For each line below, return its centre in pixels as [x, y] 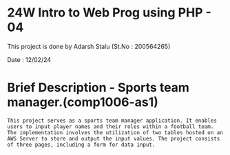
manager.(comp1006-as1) [83, 102]
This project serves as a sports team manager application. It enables [112, 121]
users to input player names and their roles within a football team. [111, 126]
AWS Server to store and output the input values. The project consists [114, 138]
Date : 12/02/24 [29, 59]
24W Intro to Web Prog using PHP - [109, 13]
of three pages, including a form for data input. [81, 145]
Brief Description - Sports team [98, 88]
